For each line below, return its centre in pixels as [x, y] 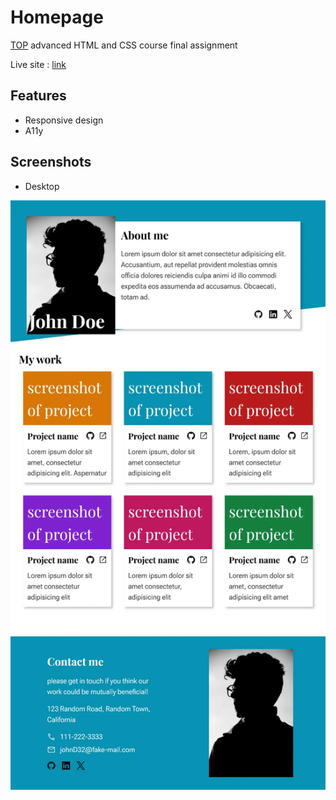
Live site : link [38, 64]
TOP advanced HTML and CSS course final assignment [124, 45]
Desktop [42, 186]
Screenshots [51, 162]
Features [38, 96]
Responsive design [64, 120]
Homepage [57, 17]
